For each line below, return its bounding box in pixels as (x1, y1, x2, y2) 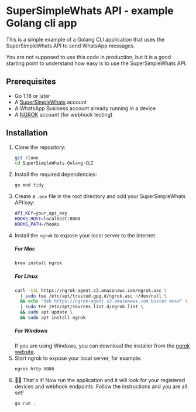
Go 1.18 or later (14, 92, 51, 99)
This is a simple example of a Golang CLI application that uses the (6, 36, 165, 43)
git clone (14, 155, 39, 161)
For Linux (14, 273, 38, 280)
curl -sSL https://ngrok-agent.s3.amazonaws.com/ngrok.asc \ (14, 287, 167, 294)
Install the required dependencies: (14, 171, 98, 178)
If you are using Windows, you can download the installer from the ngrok (14, 342, 190, 349)
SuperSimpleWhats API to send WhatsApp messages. (6, 42, 136, 49)
